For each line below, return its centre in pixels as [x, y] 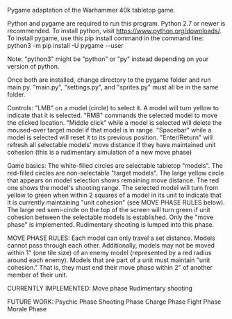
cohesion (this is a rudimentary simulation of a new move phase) [100, 152]
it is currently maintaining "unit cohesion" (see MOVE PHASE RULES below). [116, 202]
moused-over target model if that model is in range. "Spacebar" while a [109, 130]
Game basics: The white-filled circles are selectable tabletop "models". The [115, 165]
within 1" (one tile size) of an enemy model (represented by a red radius [109, 253]
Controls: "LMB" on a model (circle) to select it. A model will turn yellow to [113, 108]
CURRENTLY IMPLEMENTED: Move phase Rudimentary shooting [100, 288]
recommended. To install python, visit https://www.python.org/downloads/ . [115, 31]
